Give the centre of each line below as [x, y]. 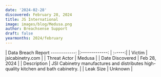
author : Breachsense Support [36, 29]
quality [13, 68]
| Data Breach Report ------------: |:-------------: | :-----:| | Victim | [76, 52]
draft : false [19, 33]
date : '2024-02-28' [26, 10]
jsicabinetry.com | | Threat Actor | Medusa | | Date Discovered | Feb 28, [81, 58]
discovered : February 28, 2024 [39, 15]
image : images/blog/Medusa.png [39, 24]
